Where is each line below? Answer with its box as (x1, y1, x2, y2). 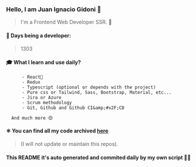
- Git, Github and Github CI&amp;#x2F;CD (21, 105, 125, 111)
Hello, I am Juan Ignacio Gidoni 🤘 (6, 5, 102, 13)
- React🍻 (21, 74, 43, 80)
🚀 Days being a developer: (6, 32, 72, 39)
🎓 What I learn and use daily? (6, 59, 81, 66)
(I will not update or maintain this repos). (20, 140, 119, 147)
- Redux (21, 79, 41, 85)
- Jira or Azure (21, 94, 62, 100)
